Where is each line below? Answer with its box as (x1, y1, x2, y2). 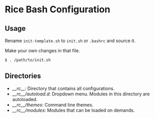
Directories (5, 72, 41, 81)
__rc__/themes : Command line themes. (12, 102, 94, 108)
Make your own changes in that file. (5, 48, 80, 53)
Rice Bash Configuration (5, 4, 110, 15)
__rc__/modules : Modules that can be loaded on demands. (12, 107, 135, 113)
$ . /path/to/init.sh (5, 57, 51, 63)
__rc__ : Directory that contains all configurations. (12, 85, 115, 91)
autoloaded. (12, 96, 38, 102)
